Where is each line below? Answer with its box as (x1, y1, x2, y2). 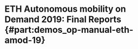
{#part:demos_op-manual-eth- (4, 24, 134, 35)
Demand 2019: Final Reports (4, 14, 121, 25)
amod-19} (4, 35, 46, 46)
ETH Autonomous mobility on (4, 3, 126, 15)
